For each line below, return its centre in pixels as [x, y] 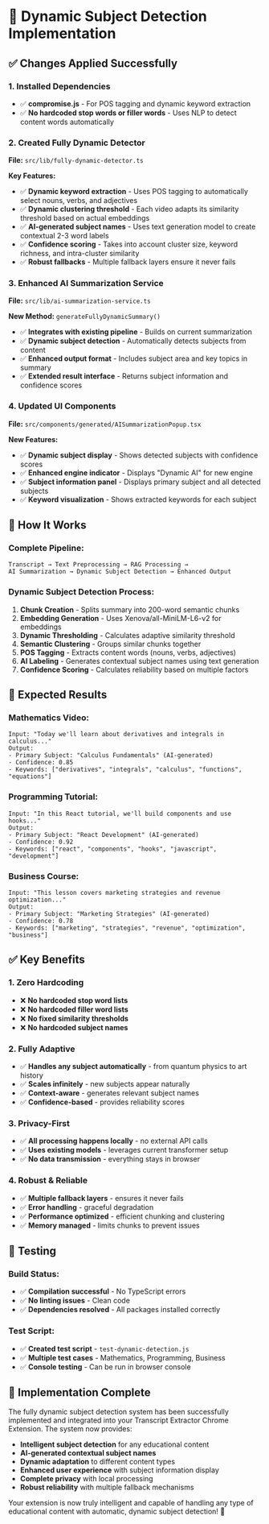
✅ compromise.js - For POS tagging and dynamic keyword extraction [135, 103]
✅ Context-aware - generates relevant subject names [109, 1093]
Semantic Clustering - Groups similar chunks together [110, 644]
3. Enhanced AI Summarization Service [86, 284]
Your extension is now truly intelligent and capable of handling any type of [131, 1503]
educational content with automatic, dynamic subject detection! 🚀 [117, 1512]
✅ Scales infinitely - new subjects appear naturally [105, 1084]
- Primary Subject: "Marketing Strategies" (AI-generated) [109, 914]
